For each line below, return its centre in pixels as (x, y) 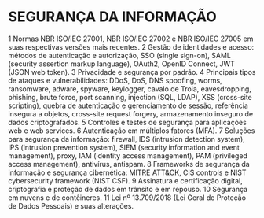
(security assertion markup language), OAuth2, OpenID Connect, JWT (122, 64)
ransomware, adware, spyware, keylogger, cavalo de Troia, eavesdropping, (130, 89)
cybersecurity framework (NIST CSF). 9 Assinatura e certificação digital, (125, 180)
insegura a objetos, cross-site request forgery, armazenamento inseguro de (131, 113)
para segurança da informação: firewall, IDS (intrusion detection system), (126, 139)
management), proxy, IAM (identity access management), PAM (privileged (128, 155)
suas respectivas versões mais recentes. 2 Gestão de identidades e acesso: (131, 46)
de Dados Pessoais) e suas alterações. (71, 205)
